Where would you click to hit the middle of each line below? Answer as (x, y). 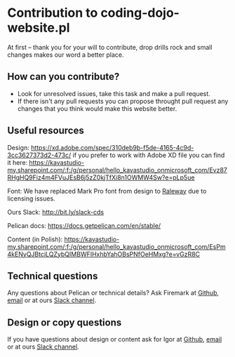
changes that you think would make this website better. (97, 108)
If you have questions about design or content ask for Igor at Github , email (115, 339)
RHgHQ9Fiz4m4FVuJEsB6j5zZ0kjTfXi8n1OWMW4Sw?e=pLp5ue (101, 177)
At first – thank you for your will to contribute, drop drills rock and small (110, 47)
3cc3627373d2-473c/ (39, 155)
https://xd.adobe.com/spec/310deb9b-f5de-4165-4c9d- (112, 147)
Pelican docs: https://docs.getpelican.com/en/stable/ (84, 225)
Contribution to (53, 13)
